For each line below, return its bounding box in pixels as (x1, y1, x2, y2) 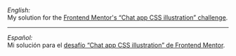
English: (7, 6, 30, 14)
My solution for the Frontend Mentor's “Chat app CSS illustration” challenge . (7, 13, 228, 22)
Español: (7, 34, 33, 41)
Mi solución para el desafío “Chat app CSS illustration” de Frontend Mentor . (7, 41, 225, 49)
